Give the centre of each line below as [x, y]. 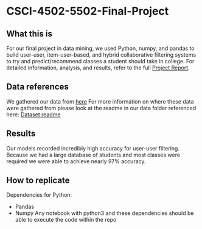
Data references [37, 87]
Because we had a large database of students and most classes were [93, 155]
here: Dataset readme [33, 114]
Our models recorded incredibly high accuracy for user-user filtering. [93, 148]
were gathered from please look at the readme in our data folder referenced [101, 108]
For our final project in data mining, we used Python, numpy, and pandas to [100, 48]
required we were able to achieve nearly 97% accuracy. [76, 161]
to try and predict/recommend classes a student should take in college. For [100, 61]
